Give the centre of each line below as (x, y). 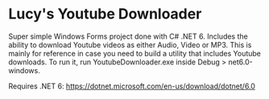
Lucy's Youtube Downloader (105, 14)
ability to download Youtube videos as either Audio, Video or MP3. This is (130, 44)
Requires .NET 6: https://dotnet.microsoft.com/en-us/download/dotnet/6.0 (132, 86)
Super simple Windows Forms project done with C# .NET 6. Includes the (128, 36)
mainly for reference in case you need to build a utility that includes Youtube (135, 53)
